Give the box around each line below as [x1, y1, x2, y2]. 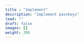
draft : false [5, 21, 32, 26]
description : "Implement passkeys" [5, 12, 79, 17]
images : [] [5, 26, 28, 31]
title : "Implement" [5, 7, 48, 12]
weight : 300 [5, 30, 30, 35]
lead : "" [5, 16, 23, 21]
